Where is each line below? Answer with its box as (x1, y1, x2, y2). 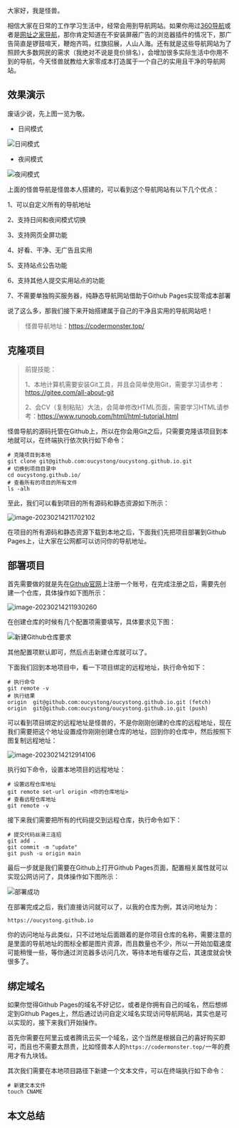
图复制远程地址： (7, 736, 58, 745)
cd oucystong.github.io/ (7, 471, 81, 478)
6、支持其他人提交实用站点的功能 (7, 276, 105, 284)
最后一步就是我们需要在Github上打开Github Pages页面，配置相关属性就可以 (7, 863, 228, 872)
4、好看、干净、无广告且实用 (7, 246, 93, 254)
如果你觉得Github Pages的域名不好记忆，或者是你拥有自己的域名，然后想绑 (7, 1000, 228, 1009)
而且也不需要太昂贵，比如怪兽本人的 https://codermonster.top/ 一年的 (19, 1042, 224, 1051)
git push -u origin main (7, 850, 81, 857)
